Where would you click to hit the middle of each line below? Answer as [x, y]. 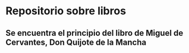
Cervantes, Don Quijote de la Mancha [76, 42]
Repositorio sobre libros [66, 11]
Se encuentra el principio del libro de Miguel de [94, 33]
